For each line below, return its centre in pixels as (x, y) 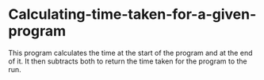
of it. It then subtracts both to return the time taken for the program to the (128, 61)
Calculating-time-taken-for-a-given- (132, 15)
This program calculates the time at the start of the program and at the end (130, 53)
